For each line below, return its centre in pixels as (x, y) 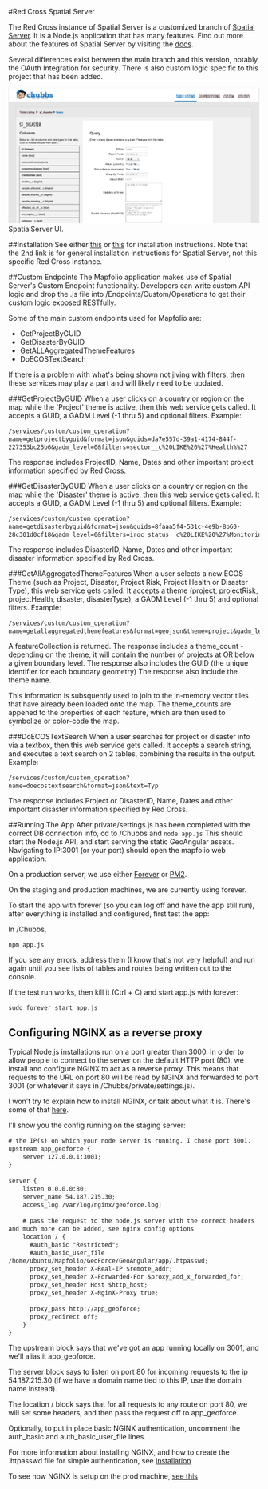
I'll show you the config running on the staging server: (97, 1125)
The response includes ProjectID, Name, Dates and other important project (131, 462)
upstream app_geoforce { (49, 1149)
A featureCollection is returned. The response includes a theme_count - (126, 646)
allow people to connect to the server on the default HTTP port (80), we (126, 1060)
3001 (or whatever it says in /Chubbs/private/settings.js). (102, 1086)
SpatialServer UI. (36, 229)
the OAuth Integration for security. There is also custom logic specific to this (134, 68)
